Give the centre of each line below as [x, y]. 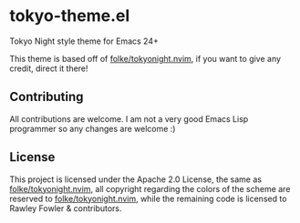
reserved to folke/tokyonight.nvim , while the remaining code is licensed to [148, 198]
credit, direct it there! [49, 68]
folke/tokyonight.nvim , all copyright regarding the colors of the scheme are [150, 188]
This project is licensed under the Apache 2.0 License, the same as [136, 179]
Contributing [47, 97]
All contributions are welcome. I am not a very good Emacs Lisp [129, 118]
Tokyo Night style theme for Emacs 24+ [84, 41]
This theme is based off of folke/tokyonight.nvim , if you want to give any [145, 58]
